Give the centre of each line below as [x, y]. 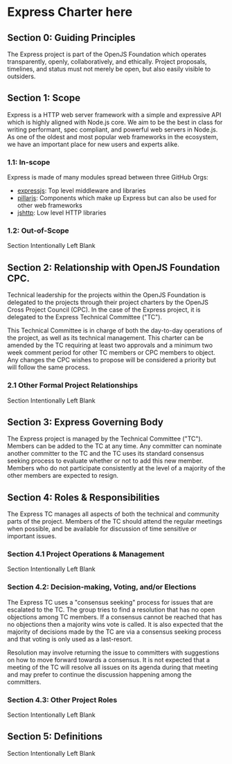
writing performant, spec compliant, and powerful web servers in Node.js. [113, 130]
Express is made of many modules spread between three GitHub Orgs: [108, 177]
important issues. [32, 536]
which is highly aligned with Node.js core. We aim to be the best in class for [115, 122]
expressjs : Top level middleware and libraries [81, 190]
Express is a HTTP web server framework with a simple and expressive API [114, 114]
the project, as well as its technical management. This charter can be [106, 338]
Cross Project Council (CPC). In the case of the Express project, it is [104, 310]
